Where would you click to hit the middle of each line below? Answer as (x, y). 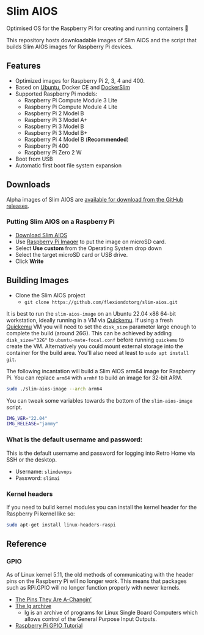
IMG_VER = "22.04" (27, 418)
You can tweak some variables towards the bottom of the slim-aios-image (100, 400)
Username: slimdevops (43, 471)
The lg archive (33, 606)
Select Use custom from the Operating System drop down (88, 248)
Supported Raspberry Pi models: (56, 94)
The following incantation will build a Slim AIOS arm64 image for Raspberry (101, 371)
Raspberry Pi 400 (46, 146)
